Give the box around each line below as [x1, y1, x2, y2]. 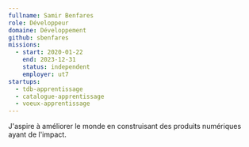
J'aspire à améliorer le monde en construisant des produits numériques [8, 122, 242, 131]
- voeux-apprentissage [15, 100, 90, 107]
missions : [8, 41, 41, 49]
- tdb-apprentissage [15, 85, 83, 93]
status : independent [22, 63, 90, 71]
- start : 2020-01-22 [15, 48, 83, 56]
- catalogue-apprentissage [15, 92, 105, 100]
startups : [8, 77, 41, 85]
